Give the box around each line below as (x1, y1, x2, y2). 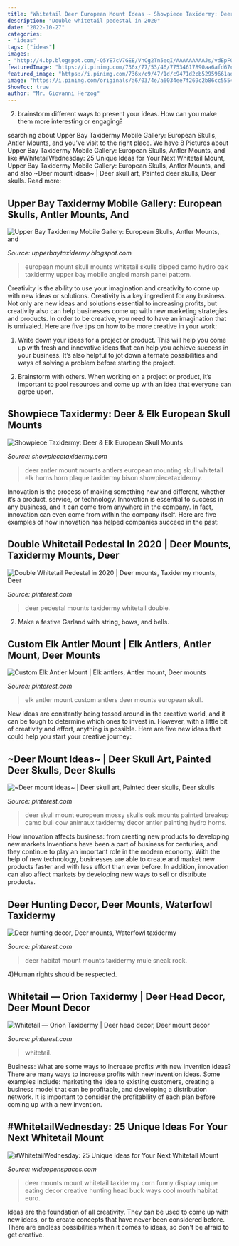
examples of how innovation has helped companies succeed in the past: (7, 517, 219, 526)
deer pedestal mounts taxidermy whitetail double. (24, 604, 171, 612)
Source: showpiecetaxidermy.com (7, 452, 108, 460)
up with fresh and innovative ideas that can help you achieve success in (17, 343, 229, 352)
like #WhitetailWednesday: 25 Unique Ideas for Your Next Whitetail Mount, (7, 154, 225, 163)
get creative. (7, 1230, 45, 1239)
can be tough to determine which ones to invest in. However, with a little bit (7, 717, 228, 726)
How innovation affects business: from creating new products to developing (7, 832, 230, 841)
